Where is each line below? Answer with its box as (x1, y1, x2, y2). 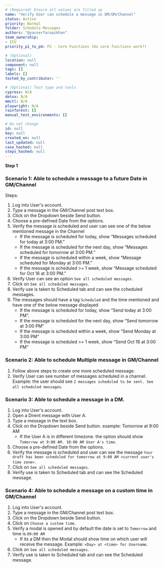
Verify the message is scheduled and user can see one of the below (12, 223, 151, 229)
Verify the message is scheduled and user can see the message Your (12, 449, 153, 456)
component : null (5, 62, 39, 67)
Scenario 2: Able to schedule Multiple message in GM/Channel (5, 357, 159, 363)
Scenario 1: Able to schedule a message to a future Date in (5, 175, 147, 182)
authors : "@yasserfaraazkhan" (5, 30, 68, 35)
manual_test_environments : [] (5, 112, 68, 118)
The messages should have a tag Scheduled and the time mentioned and (12, 297, 160, 303)
